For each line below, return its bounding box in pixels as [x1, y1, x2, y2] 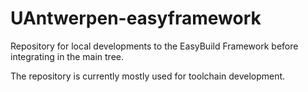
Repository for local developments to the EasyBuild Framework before [10, 40, 299, 52]
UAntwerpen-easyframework [10, 7, 262, 30]
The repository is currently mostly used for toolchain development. [10, 70, 286, 82]
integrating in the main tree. [10, 50, 125, 62]
